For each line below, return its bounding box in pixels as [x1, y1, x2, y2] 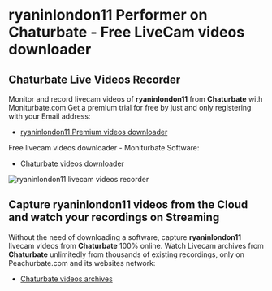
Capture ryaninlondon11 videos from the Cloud [8, 198, 248, 212]
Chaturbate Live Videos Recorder [8, 72, 181, 86]
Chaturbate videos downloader [19, 159, 124, 168]
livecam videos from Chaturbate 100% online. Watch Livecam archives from [8, 241, 264, 250]
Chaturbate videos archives [19, 274, 114, 284]
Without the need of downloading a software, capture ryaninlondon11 [8, 232, 242, 241]
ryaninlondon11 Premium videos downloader [19, 128, 168, 137]
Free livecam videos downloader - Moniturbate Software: [8, 143, 200, 152]
